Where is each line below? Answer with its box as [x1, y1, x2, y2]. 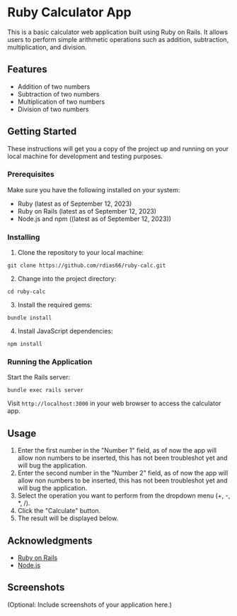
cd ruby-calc [7, 288, 46, 295]
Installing [7, 232, 40, 242]
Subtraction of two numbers [17, 89, 100, 98]
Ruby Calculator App [7, 4, 132, 21]
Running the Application [7, 357, 93, 367]
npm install [7, 341, 42, 348]
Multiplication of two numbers [17, 97, 105, 106]
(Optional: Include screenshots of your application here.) [7, 600, 172, 609]
